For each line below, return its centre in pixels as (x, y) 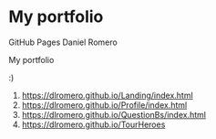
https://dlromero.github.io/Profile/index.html (104, 105)
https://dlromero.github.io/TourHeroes (93, 124)
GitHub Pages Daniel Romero (63, 42)
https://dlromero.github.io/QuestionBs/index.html (114, 114)
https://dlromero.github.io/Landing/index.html (107, 95)
